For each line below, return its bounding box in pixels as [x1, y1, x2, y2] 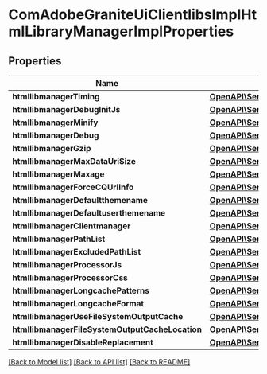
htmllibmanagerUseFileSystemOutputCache [12, 311, 184, 321]
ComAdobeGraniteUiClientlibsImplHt [8, 6, 257, 24]
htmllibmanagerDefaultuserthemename [12, 208, 166, 218]
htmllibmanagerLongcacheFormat [12, 298, 145, 309]
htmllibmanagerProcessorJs [12, 259, 122, 270]
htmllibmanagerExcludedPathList [12, 247, 141, 257]
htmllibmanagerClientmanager [12, 220, 131, 232]
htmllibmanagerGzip [12, 143, 91, 154]
